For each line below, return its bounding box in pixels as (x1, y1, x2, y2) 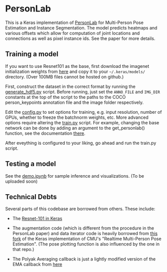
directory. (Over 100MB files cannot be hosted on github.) (5, 73, 124, 80)
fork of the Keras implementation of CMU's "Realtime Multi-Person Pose (12, 236, 161, 242)
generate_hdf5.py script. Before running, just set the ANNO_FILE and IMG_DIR (5, 88, 160, 95)
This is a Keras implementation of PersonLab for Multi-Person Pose (5, 19, 144, 25)
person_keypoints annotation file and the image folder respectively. (5, 99, 144, 105)
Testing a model (5, 160, 56, 168)
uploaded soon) (5, 178, 38, 184)
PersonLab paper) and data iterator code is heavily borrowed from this (12, 231, 158, 237)
